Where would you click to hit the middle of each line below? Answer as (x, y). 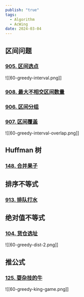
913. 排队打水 (21, 200)
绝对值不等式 (25, 218)
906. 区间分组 (22, 107)
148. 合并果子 (21, 166)
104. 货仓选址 (21, 233)
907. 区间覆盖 (22, 121)
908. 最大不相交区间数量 (35, 92)
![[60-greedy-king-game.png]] (37, 289)
